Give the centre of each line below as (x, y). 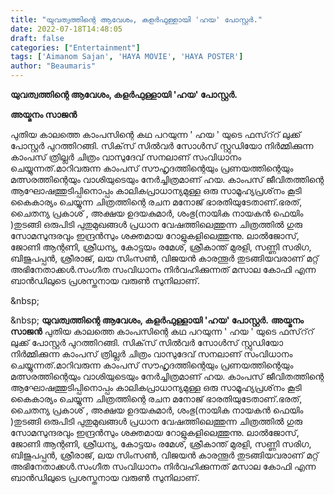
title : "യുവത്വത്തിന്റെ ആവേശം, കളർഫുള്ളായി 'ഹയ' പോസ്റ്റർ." (136, 19)
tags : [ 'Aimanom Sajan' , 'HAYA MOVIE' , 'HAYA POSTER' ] (127, 57)
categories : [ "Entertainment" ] (75, 47)
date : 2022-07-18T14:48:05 (66, 29)
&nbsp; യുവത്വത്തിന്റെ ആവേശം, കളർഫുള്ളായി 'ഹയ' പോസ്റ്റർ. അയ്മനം (157, 320)
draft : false (37, 38)
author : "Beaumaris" (53, 66)
